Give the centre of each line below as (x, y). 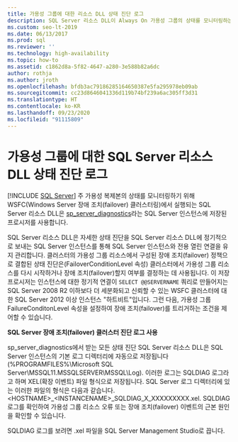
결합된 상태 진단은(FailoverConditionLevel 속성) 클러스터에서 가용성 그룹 (115, 264)
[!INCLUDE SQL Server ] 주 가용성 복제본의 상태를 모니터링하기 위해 (101, 195)
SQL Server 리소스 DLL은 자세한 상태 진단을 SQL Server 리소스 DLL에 (105, 237)
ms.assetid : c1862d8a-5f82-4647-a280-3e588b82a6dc (84, 67)
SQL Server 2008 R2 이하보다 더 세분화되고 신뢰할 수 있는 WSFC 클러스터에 (113, 290)
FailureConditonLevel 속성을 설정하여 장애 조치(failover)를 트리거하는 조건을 (114, 308)
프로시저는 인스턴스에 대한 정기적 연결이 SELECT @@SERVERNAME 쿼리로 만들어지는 (118, 282)
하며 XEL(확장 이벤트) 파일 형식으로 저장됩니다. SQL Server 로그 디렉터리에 (119, 381)
